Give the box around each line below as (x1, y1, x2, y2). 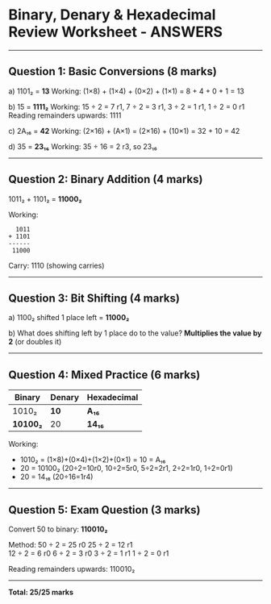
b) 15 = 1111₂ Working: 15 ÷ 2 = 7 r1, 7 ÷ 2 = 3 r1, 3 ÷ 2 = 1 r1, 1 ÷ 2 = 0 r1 (8, 102, 245, 111)
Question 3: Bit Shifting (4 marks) (8, 291, 180, 305)
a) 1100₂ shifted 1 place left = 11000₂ (8, 313, 130, 323)
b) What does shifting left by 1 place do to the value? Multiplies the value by (8, 328, 262, 338)
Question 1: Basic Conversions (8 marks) (8, 65, 218, 78)
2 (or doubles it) (8, 337, 62, 347)
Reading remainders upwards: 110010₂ (8, 564, 135, 573)
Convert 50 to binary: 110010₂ (8, 524, 108, 534)
